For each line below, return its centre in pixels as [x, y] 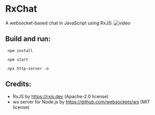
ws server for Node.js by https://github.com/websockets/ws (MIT [81, 102]
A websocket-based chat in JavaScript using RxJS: [59, 23]
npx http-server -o [28, 68]
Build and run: [28, 39]
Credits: [18, 84]
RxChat [21, 9]
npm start [18, 60]
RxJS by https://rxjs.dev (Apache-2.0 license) [60, 96]
